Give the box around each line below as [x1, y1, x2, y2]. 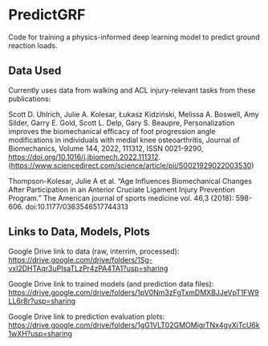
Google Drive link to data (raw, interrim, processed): [8, 246, 180, 256]
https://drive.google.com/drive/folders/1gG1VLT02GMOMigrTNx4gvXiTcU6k [8, 320, 260, 330]
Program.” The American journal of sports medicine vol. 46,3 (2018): [8, 193, 234, 202]
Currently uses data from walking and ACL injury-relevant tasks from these [8, 85, 256, 95]
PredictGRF [8, 6, 86, 24]
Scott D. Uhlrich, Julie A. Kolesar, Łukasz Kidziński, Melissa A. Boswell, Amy [8, 109, 259, 119]
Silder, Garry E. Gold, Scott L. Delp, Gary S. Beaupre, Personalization [8, 118, 235, 128]
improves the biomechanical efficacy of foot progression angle [8, 126, 216, 136]
